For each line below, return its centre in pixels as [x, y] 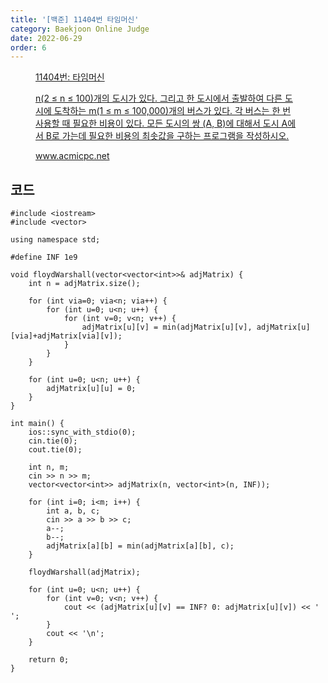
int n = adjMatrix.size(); [84, 284]
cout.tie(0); [55, 450]
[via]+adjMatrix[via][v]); [66, 336]
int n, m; [49, 467]
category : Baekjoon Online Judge [80, 29]
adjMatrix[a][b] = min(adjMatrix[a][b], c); [140, 546]
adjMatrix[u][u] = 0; [91, 389]
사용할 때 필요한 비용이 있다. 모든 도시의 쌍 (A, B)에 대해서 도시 [157, 123]
